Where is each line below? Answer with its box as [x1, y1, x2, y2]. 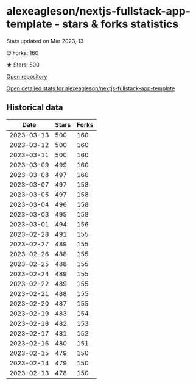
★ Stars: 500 [6, 61, 40, 68]
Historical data [6, 103, 63, 113]
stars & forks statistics [61, 17, 179, 31]
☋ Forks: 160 [6, 49, 39, 56]
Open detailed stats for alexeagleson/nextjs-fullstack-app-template [6, 84, 175, 92]
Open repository [6, 73, 47, 80]
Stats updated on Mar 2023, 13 [6, 37, 84, 45]
